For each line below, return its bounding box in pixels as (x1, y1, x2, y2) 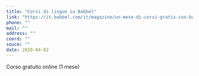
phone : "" (6, 19, 31, 25)
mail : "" (6, 25, 28, 31)
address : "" (6, 31, 36, 37)
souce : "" (6, 42, 31, 48)
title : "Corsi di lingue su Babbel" (6, 8, 97, 15)
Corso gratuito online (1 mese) (6, 63, 80, 70)
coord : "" (6, 36, 31, 42)
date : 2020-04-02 (6, 47, 49, 53)
